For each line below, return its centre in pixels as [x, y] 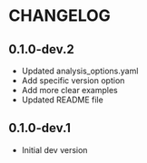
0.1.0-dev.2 [41, 49]
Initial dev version [54, 149]
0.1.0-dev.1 [40, 128]
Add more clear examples [70, 90]
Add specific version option [73, 81]
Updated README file [62, 100]
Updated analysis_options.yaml [80, 71]
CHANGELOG [59, 16]
